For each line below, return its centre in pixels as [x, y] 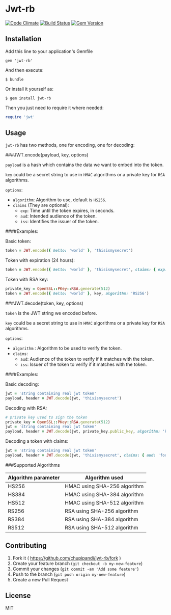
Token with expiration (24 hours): [40, 260]
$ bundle [15, 79]
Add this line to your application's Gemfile [49, 51]
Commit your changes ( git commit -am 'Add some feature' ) [76, 569]
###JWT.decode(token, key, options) [45, 303]
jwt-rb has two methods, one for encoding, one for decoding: [70, 145]
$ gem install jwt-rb [28, 98]
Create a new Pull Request [40, 579]
